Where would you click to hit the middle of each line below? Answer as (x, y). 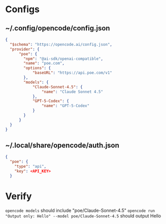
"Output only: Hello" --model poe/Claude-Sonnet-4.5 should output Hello (83, 216)
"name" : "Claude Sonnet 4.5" (72, 92)
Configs (22, 9)
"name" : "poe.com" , (44, 63)
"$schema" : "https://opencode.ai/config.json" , (61, 44)
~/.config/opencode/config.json (58, 28)
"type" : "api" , (30, 167)
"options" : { (37, 68)
